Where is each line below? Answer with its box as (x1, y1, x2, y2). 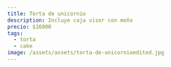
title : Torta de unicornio (7, 10, 86, 17)
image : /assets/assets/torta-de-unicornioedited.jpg (7, 50, 165, 57)
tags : (7, 29, 23, 37)
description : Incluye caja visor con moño (7, 17, 133, 24)
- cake (13, 43, 33, 50)
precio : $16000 (7, 23, 52, 30)
